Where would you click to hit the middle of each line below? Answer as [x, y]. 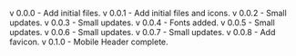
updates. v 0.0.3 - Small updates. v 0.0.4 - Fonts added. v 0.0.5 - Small [142, 23]
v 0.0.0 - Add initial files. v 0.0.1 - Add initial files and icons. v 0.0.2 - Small [148, 13]
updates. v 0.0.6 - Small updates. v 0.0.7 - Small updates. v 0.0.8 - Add [143, 32]
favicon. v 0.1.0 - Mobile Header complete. [89, 42]
